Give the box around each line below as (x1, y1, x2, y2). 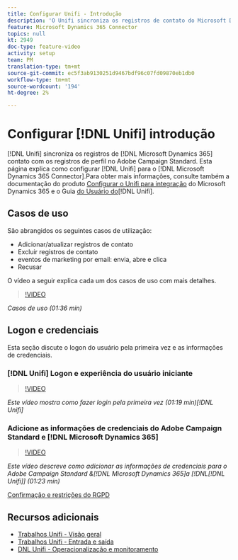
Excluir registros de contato (17, 247, 98, 256)
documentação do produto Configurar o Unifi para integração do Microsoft (7, 180, 226, 188)
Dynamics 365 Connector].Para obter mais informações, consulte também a (7, 172, 230, 181)
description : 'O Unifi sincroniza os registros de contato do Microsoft (7, 17, 227, 24)
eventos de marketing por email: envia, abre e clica (17, 255, 167, 263)
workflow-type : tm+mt (7, 76, 72, 84)
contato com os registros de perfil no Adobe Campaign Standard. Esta (7, 157, 212, 166)
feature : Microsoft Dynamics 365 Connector (7, 23, 138, 30)
